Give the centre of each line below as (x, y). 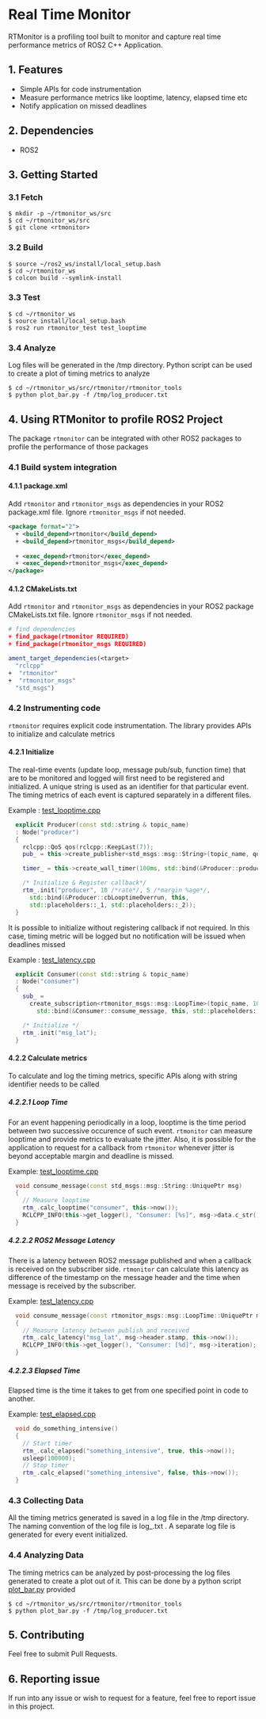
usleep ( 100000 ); (49, 1458)
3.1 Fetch (26, 197)
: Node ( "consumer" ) (47, 982)
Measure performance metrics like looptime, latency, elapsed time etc (133, 97)
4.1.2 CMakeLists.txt (43, 589)
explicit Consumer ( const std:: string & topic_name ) (103, 974)
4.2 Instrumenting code (55, 709)
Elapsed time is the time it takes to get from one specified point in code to (128, 1390)
